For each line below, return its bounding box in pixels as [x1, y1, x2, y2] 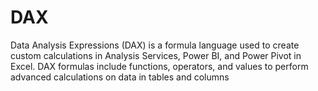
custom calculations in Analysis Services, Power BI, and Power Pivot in [10, 49, 302, 61]
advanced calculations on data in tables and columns [10, 71, 230, 83]
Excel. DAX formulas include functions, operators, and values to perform [10, 60, 309, 72]
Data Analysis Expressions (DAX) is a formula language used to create [10, 39, 300, 51]
